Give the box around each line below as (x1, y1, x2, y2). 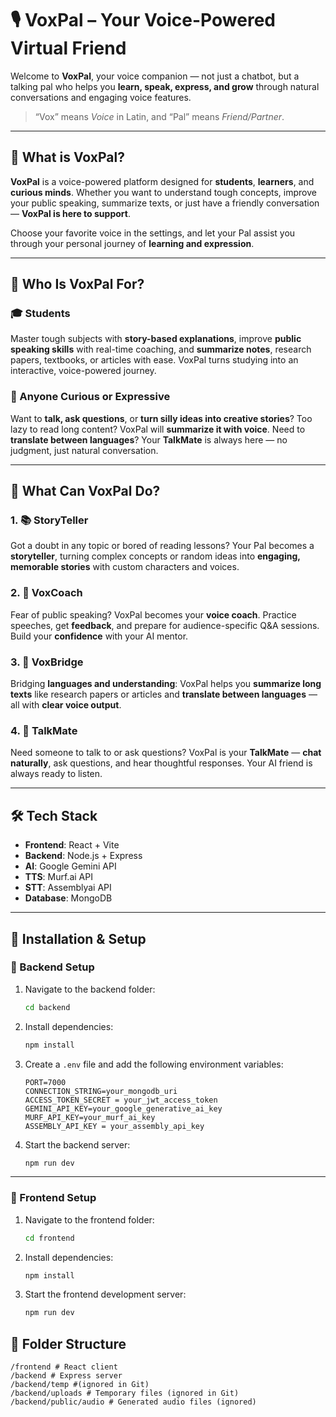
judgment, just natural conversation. (10, 444, 159, 456)
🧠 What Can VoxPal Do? (10, 483, 161, 500)
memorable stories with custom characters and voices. (10, 561, 240, 573)
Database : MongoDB (24, 892, 113, 904)
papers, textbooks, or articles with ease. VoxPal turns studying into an (10, 354, 299, 366)
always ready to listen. (10, 768, 103, 780)
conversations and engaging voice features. (10, 91, 192, 103)
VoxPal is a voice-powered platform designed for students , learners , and (10, 175, 315, 187)
